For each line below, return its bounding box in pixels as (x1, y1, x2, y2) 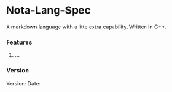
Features (6, 38, 33, 46)
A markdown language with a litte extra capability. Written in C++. (6, 23, 167, 30)
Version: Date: (6, 80, 41, 87)
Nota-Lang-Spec (6, 4, 91, 17)
